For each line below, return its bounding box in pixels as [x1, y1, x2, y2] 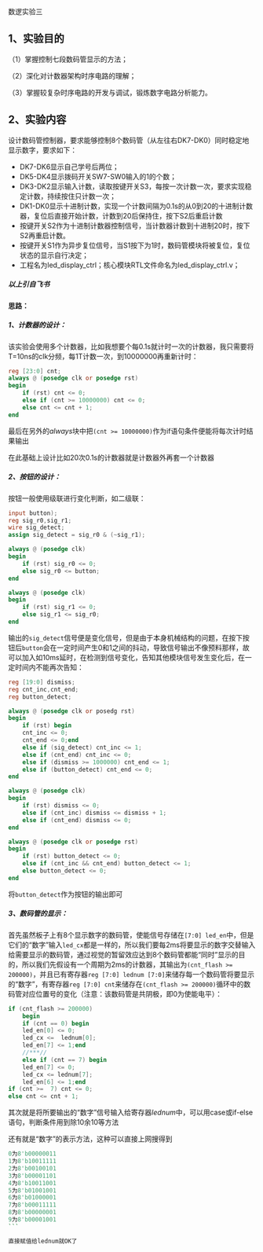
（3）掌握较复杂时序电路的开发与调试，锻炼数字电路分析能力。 [8, 87, 212, 97]
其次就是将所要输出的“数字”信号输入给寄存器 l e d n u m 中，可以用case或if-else [8, 1107, 254, 1118]
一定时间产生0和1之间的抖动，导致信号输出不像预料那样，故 [56, 643, 250, 652]
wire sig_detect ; [8, 523, 65, 532]
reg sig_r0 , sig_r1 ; [8, 516, 72, 524]
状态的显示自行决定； [19, 250, 89, 259]
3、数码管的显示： [8, 909, 68, 918]
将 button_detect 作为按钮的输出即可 [8, 889, 123, 898]
